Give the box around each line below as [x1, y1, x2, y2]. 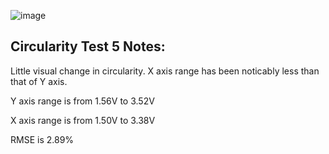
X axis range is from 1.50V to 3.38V [10, 114, 156, 126]
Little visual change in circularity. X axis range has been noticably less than [10, 65, 320, 77]
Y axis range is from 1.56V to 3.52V [10, 95, 155, 107]
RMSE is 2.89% [10, 133, 75, 145]
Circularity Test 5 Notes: [10, 38, 166, 55]
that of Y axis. [10, 75, 68, 87]
